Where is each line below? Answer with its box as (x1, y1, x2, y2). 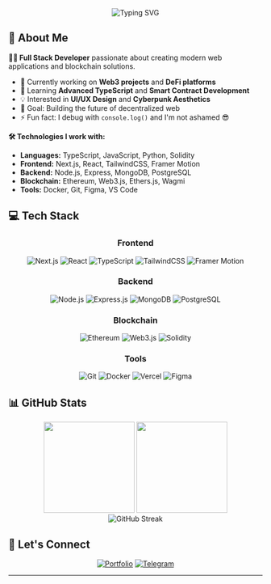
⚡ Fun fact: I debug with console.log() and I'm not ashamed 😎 (19, 112, 230, 122)
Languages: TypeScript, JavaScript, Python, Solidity (19, 150, 195, 160)
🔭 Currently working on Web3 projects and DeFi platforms (19, 77, 216, 87)
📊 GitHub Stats (8, 396, 87, 409)
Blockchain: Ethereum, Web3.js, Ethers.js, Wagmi (19, 176, 186, 185)
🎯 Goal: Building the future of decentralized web (19, 103, 180, 112)
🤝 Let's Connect (8, 537, 90, 551)
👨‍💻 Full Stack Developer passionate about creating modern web (8, 53, 223, 62)
